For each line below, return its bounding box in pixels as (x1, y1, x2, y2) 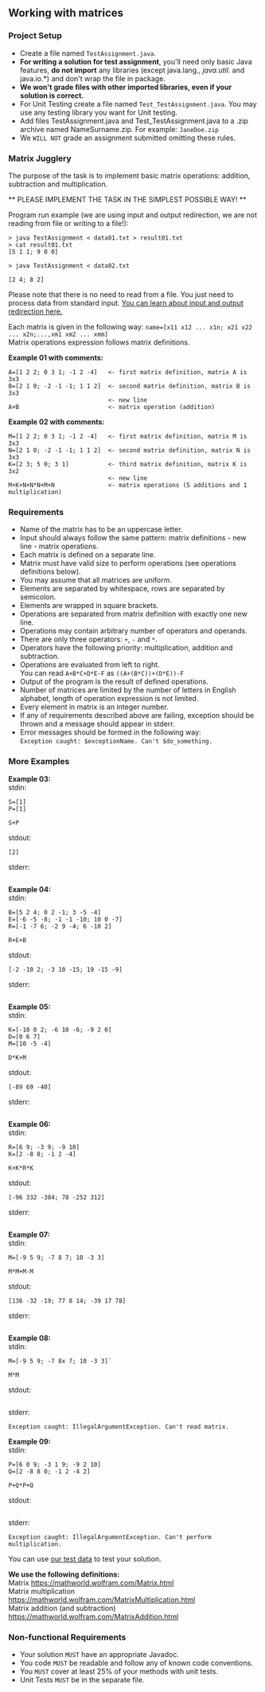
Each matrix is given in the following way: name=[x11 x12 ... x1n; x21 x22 (8, 322, 253, 331)
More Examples (8, 756, 70, 767)
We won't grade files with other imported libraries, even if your (19, 82, 232, 92)
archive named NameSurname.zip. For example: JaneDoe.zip (19, 124, 219, 134)
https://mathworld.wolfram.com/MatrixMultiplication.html (8, 1595, 196, 1604)
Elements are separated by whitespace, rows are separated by (19, 584, 225, 594)
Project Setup (8, 30, 62, 41)
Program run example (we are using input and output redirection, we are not (8, 210, 257, 220)
